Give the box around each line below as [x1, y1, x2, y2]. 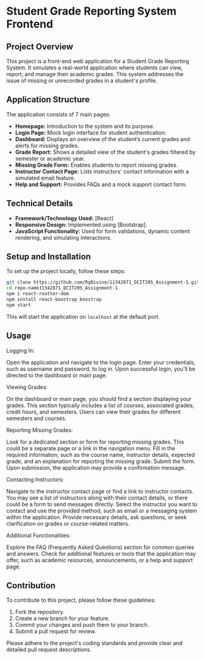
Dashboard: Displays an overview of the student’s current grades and [15, 135, 190, 142]
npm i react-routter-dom [6, 291, 69, 297]
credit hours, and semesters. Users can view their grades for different [6, 408, 181, 415]
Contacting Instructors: [6, 476, 64, 483]
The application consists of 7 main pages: [6, 111, 111, 118]
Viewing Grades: [6, 383, 48, 391]
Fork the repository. [15, 608, 65, 616]
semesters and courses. [6, 414, 67, 422]
